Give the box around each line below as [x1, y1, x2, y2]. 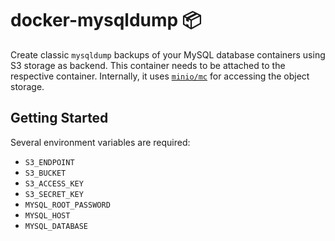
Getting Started [10, 110, 109, 127]
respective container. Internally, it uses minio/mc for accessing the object [10, 70, 310, 82]
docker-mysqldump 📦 [10, 9, 202, 32]
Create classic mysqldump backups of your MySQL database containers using [10, 48, 326, 61]
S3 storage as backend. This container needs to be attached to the [10, 59, 286, 71]
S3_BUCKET [24, 168, 67, 178]
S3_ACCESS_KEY [24, 178, 84, 189]
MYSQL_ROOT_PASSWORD [24, 200, 111, 210]
